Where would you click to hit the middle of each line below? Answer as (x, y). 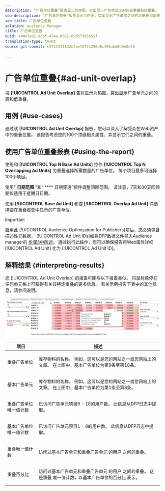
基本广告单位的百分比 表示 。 (111, 477)
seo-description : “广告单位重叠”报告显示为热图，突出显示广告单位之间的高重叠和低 (81, 15)
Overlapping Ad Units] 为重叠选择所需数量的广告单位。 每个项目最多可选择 (81, 171)
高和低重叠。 (18, 99)
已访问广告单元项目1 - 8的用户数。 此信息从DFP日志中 (94, 426)
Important (15, 220)
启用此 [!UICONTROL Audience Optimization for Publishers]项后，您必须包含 (82, 230)
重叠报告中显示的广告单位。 (46, 210)
